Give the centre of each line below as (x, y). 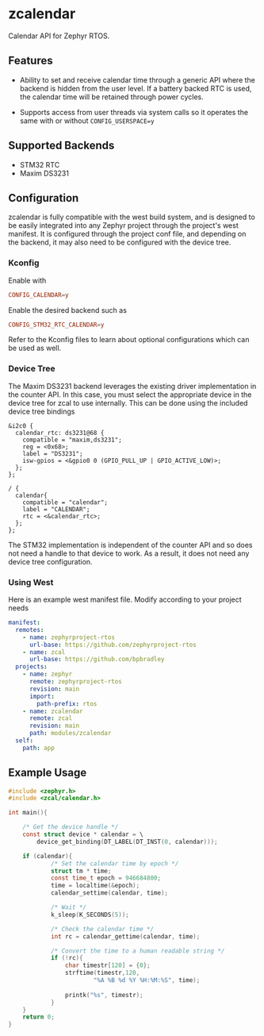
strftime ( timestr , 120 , (102, 973)
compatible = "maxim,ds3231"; (73, 440)
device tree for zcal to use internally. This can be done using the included (128, 402)
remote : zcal (51, 718)
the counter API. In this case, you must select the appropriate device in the (130, 395)
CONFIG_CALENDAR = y (38, 295)
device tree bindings (42, 411)
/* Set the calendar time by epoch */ (115, 863)
